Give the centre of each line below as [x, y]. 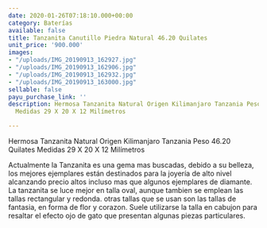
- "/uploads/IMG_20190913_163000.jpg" [72, 82]
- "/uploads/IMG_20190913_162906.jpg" [72, 68]
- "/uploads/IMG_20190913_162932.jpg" [72, 75]
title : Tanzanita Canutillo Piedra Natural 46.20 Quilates [108, 38]
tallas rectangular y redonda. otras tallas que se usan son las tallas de [122, 199]
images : [21, 52]
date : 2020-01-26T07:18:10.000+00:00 [71, 15]
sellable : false [35, 89]
